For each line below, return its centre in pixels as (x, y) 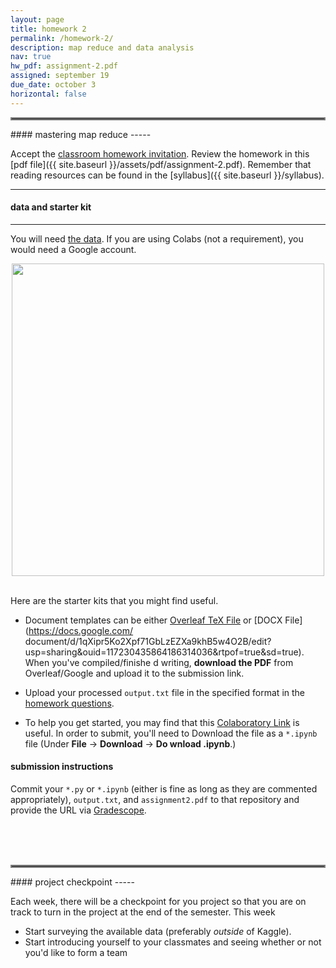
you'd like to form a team (76, 953)
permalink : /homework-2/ (62, 38)
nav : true (31, 57)
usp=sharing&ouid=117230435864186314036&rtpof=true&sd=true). (164, 652)
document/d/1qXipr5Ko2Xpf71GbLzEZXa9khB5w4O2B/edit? (148, 641)
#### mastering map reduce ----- (81, 134)
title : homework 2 (48, 29)
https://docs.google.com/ (81, 630)
